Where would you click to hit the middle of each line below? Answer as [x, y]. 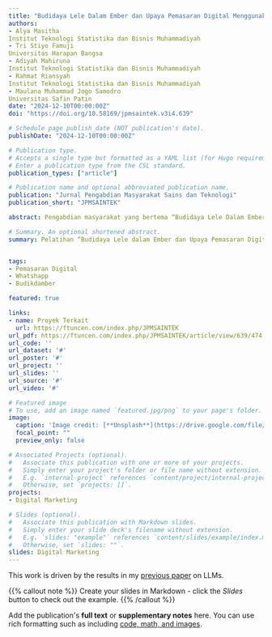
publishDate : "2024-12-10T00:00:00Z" [72, 136]
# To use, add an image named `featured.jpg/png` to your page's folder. [136, 410]
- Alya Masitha [34, 31]
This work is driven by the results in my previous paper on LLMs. [116, 575]
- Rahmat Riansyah [39, 76]
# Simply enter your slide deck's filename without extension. [121, 530]
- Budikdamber [32, 284]
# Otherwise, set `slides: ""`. [67, 545]
